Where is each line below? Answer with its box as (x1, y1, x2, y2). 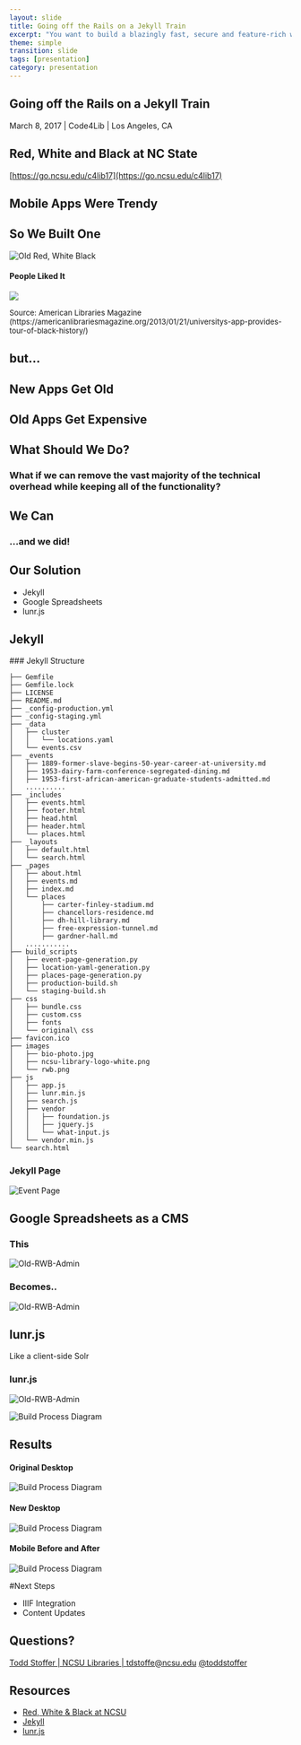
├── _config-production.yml (9, 704, 115, 713)
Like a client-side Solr (9, 1351, 90, 1362)
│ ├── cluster (9, 728, 70, 737)
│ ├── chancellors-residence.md (9, 908, 154, 918)
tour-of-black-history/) (9, 325, 89, 336)
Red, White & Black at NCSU (21, 1706, 127, 1718)
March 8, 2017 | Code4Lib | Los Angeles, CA (9, 120, 173, 131)
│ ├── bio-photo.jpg (9, 1050, 94, 1059)
